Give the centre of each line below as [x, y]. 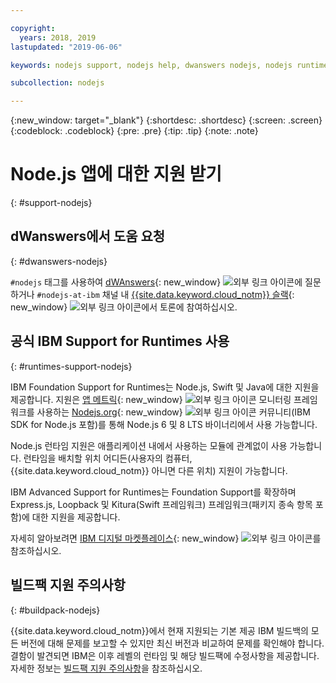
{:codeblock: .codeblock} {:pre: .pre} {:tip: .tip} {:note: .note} [134, 131]
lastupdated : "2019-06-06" [66, 47]
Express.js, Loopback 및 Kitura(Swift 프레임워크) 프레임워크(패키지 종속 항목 [161, 504]
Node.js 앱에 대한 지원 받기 [116, 174]
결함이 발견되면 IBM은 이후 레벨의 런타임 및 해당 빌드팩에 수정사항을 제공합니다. [165, 655]
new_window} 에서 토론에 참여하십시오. [124, 307]
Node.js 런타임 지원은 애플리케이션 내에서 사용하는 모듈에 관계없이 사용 [149, 445]
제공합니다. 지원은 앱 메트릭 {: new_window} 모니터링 [151, 399]
